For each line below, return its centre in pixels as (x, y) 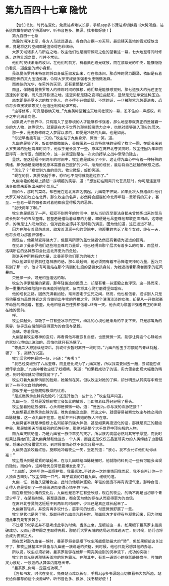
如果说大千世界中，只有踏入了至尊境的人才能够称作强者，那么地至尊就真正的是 (81, 122)
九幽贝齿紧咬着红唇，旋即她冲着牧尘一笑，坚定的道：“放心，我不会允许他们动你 (82, 450)
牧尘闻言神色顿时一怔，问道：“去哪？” (46, 358)
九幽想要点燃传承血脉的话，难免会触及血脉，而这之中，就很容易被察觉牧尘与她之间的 (87, 412)
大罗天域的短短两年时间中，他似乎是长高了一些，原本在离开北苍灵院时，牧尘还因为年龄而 (84, 149)
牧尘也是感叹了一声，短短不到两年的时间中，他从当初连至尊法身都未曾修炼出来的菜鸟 (87, 213)
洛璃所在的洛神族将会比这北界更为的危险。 (43, 251)
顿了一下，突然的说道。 (26, 353)
